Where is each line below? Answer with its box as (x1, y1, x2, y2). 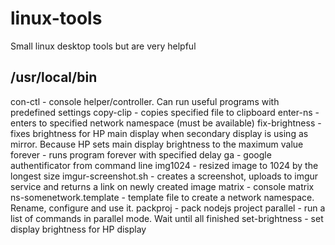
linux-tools (10, 7, 103, 30)
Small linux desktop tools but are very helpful (10, 40, 197, 52)
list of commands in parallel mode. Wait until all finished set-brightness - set (10, 212, 324, 224)
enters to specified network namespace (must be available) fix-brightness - (10, 117, 322, 129)
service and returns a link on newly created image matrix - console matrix (10, 180, 315, 192)
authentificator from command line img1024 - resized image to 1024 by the (10, 159, 319, 171)
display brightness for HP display (10, 223, 147, 235)
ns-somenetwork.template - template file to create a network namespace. (10, 191, 315, 203)
